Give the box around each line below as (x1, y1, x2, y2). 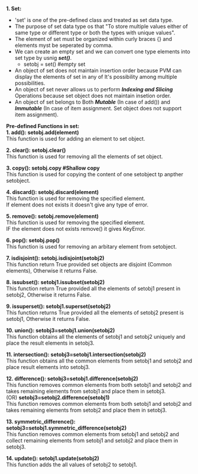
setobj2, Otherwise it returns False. (6, 291, 92, 298)
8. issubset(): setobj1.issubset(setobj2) (6, 279, 105, 285)
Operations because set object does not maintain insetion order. (14, 92, 171, 99)
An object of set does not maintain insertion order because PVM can (14, 67, 182, 74)
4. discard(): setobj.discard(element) (6, 189, 99, 195)
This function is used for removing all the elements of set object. (6, 153, 163, 160)
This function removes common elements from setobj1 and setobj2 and (6, 431, 179, 438)
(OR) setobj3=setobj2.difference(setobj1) (6, 394, 110, 401)
